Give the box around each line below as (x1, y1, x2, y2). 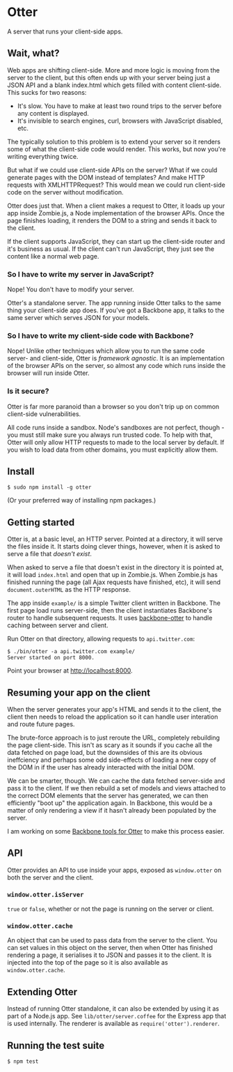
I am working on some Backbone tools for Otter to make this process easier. (7, 827, 225, 836)
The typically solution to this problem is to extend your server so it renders (7, 137, 221, 146)
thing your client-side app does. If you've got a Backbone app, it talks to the (7, 306, 225, 314)
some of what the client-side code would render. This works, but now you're (7, 144, 226, 153)
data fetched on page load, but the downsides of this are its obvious (7, 749, 203, 757)
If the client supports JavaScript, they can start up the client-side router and (7, 237, 225, 245)
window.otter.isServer (7, 890, 84, 898)
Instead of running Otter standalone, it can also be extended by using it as (7, 1004, 219, 1013)
